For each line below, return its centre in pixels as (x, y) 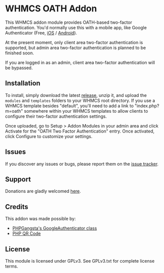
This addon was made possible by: (41, 219)
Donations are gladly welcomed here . (43, 191)
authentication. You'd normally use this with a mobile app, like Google (76, 27)
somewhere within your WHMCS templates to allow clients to (86, 111)
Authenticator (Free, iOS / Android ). (41, 33)
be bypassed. (19, 68)
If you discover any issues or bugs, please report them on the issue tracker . (82, 164)
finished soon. (20, 53)
